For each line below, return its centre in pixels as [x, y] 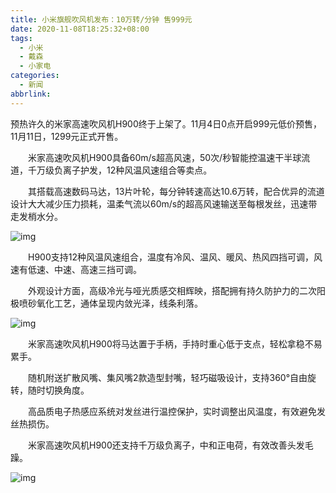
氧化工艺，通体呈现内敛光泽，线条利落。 [119, 303]
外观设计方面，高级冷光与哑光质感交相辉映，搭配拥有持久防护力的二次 [172, 290]
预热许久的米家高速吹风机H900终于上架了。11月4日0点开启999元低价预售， [166, 123]
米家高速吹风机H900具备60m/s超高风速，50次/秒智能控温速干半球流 [169, 157]
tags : [21, 38]
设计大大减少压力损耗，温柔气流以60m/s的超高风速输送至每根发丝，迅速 [159, 203]
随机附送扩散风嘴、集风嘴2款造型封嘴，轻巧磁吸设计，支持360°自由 [167, 377]
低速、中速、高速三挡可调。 [84, 269]
